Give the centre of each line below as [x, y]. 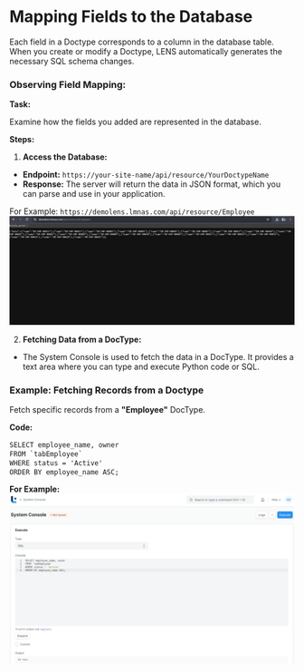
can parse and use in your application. [94, 194]
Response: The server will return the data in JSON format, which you [152, 184]
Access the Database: [65, 157]
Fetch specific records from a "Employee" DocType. [108, 410]
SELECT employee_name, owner [64, 445]
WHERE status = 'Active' [56, 463]
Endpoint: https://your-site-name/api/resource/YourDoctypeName [146, 175]
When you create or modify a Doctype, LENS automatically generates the [146, 51]
